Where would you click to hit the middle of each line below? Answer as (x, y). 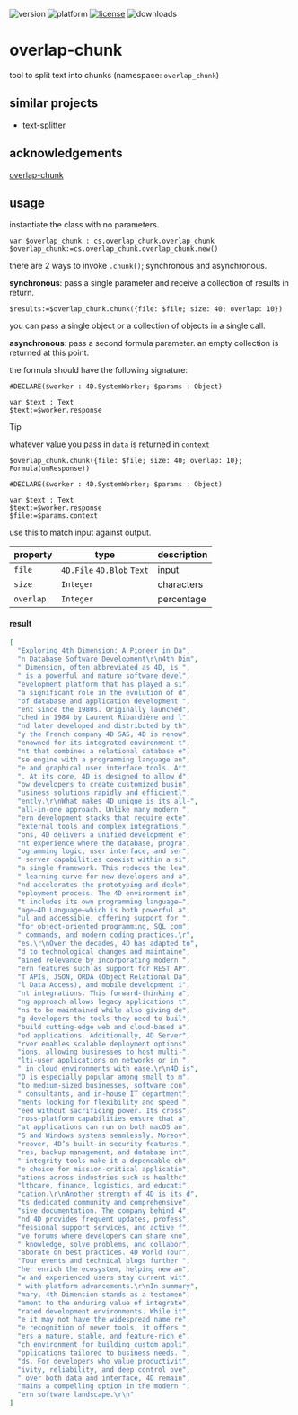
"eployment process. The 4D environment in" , (104, 893)
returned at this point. (49, 353)
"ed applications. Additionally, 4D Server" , (104, 1035)
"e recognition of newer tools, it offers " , (104, 1328)
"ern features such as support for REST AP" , (104, 968)
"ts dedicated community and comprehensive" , (104, 1203)
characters (180, 584)
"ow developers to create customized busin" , (104, 785)
